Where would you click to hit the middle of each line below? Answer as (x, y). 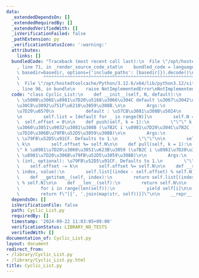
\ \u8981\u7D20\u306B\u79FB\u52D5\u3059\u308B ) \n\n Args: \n (102, 155)
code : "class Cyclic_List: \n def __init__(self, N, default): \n (97, 94)
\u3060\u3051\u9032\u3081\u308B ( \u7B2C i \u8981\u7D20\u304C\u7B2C (103, 128)
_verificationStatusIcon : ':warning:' (60, 45)
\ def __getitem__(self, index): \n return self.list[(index (106, 178)
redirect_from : (25, 249)
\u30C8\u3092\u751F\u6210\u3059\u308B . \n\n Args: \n (91, 105)
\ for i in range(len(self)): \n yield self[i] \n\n (105, 188)
